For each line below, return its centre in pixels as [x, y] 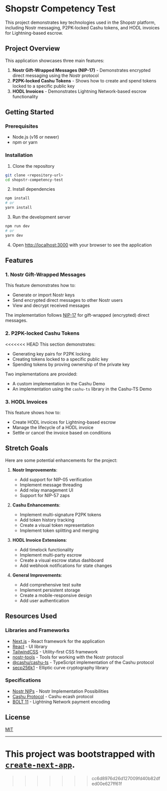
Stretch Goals [27, 448]
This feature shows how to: [33, 413]
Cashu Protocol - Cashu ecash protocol [53, 696]
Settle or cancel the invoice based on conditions [62, 433]
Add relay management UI [46, 490]
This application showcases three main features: [55, 61]
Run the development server [42, 217]
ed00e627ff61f [107, 784]
